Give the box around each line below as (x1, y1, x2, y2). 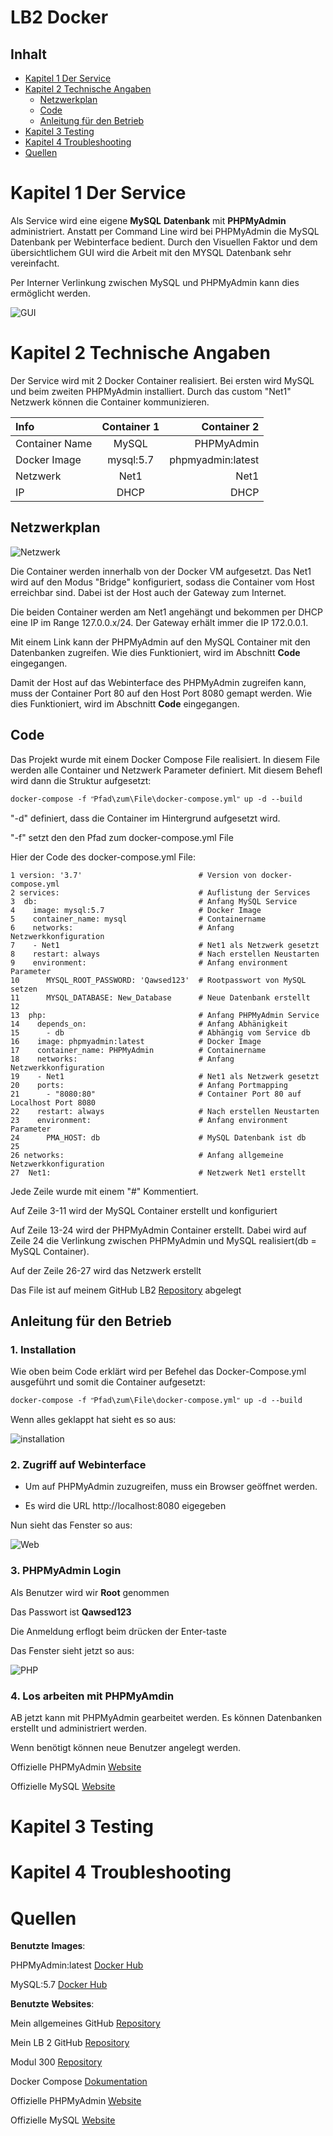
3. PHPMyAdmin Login (10, 1564, 122, 1578)
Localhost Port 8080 (10, 1097, 97, 1108)
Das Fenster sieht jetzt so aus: (10, 1644, 135, 1656)
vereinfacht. (10, 257, 60, 269)
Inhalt (10, 46, 47, 63)
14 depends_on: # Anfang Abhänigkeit (10, 1019, 288, 1029)
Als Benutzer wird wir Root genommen (10, 1586, 170, 1598)
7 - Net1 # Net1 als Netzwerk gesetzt (10, 940, 320, 950)
